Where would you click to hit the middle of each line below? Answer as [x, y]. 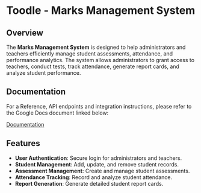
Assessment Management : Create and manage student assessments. [102, 171]
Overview [25, 33]
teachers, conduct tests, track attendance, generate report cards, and [93, 66]
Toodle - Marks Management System [101, 11]
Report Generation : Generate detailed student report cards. [89, 183]
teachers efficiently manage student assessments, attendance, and [90, 54]
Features [23, 143]
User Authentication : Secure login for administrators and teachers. [98, 158]
